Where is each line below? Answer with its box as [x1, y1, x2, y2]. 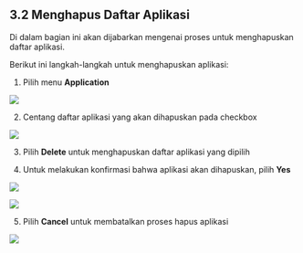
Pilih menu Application [22, 77, 110, 88]
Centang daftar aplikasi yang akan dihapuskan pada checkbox [22, 111, 257, 122]
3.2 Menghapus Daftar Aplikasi [9, 7, 190, 23]
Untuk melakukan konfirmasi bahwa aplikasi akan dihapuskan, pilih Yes [22, 163, 291, 174]
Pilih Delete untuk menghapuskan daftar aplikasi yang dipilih [22, 146, 251, 157]
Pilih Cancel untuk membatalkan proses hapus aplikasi [22, 216, 229, 227]
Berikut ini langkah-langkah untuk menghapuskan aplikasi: [9, 58, 229, 69]
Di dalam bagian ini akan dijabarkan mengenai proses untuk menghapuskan [9, 31, 294, 42]
